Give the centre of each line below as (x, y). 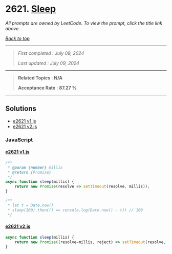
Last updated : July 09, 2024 (48, 63)
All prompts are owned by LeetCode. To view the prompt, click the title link (84, 23)
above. (13, 28)
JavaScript (19, 140)
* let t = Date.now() (30, 205)
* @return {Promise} (29, 172)
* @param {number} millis (35, 167)
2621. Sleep (31, 9)
